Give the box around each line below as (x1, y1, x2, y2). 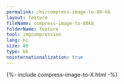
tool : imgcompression (6, 32, 62, 38)
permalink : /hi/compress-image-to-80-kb (6, 9, 111, 15)
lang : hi (6, 37, 29, 43)
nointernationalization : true (6, 54, 84, 60)
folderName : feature (6, 26, 59, 32)
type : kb (6, 49, 29, 55)
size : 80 (6, 43, 29, 49)
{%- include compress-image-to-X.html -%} (6, 71, 118, 78)
